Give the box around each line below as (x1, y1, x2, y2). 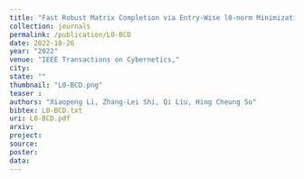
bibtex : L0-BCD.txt (9, 106, 83, 115)
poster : (9, 147, 39, 156)
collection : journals (9, 22, 91, 31)
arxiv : (9, 123, 34, 132)
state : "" (9, 72, 47, 81)
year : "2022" (9, 47, 59, 56)
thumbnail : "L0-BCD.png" (9, 80, 103, 89)
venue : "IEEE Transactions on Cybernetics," (9, 55, 180, 64)
